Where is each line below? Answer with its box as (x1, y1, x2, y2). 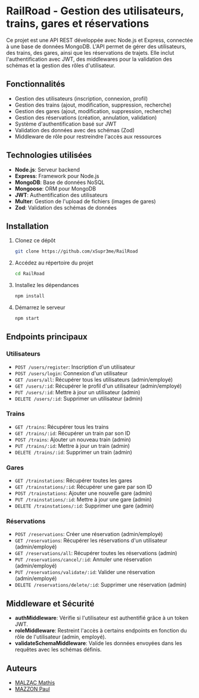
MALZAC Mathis (14, 679, 55, 686)
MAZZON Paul (14, 685, 50, 693)
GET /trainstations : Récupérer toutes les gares (14, 477, 132, 484)
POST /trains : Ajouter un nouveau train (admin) (14, 436, 131, 443)
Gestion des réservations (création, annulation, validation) (14, 114, 157, 121)
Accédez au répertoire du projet (14, 259, 94, 266)
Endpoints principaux (6, 332, 88, 342)
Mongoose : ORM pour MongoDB (14, 185, 97, 192)
